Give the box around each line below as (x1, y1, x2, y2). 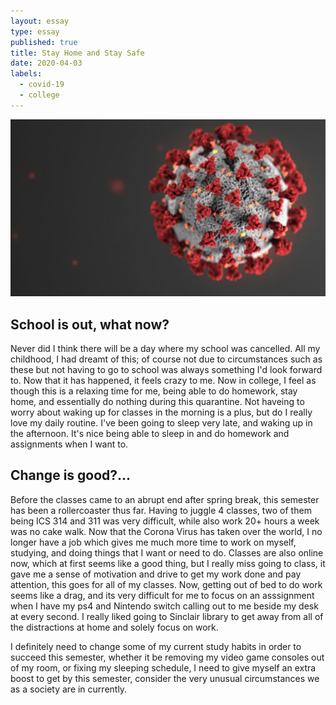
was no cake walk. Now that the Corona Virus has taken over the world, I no (10, 525, 323, 537)
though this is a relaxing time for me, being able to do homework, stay (10, 385, 298, 397)
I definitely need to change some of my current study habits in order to (10, 640, 302, 652)
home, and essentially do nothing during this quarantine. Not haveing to (10, 396, 305, 408)
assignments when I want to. (10, 438, 129, 450)
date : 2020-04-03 (10, 58, 83, 69)
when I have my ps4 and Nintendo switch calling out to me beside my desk (10, 600, 319, 612)
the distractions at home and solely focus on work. (10, 621, 219, 633)
